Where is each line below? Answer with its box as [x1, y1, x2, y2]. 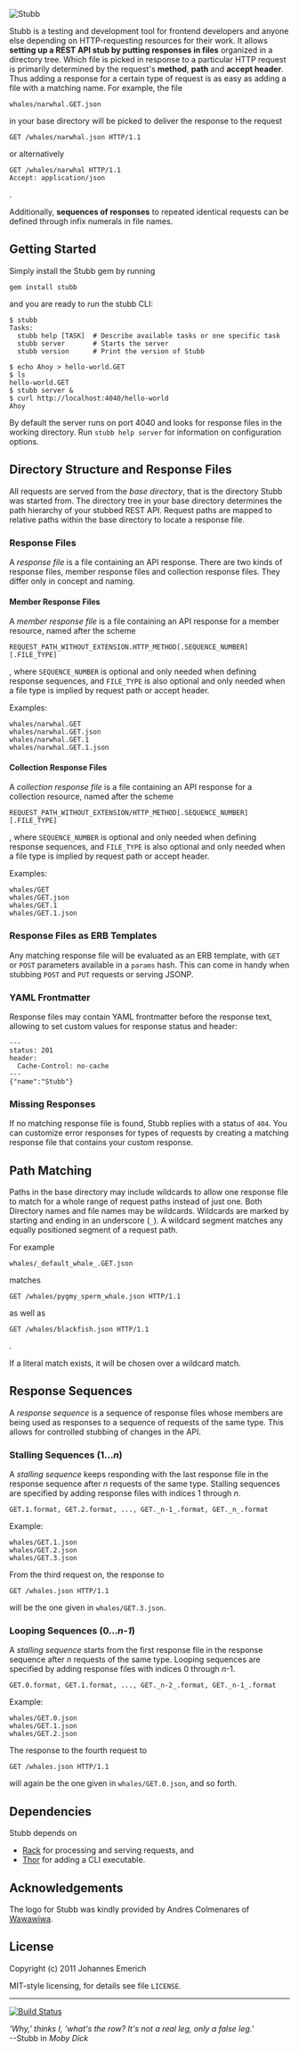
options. [9, 436, 40, 446]
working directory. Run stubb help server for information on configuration [9, 427, 282, 437]
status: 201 [9, 1045, 53, 1055]
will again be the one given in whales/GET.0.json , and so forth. [9, 1778, 238, 1789]
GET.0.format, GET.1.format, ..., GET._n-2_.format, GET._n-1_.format [9, 1681, 277, 1691]
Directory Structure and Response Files [9, 462, 233, 478]
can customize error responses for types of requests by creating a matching [9, 1127, 289, 1138]
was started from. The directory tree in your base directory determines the [9, 495, 283, 506]
